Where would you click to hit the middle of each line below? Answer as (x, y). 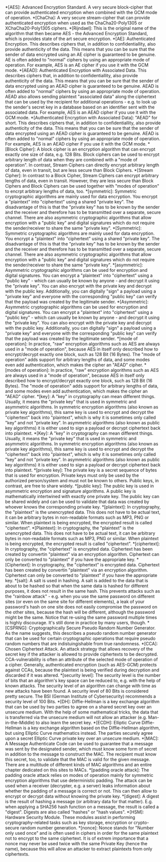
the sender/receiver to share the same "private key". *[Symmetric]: (73, 228)
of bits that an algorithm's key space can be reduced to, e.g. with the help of (83, 681)
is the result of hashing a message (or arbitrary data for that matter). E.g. (79, 801)
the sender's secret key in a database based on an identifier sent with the (80, 107)
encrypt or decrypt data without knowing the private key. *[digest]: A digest (82, 796)
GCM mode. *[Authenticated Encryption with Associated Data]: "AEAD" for (81, 118)
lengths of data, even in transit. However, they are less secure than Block (79, 181)
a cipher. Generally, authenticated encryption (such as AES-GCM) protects (81, 665)
